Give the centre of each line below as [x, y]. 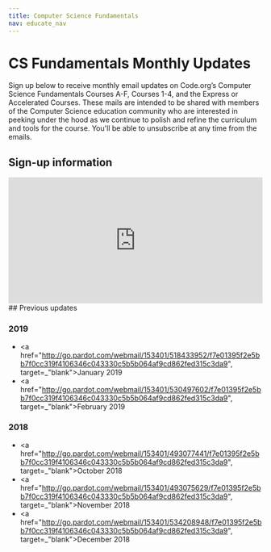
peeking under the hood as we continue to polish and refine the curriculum [133, 120]
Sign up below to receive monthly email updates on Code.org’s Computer [130, 86]
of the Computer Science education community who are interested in [123, 111]
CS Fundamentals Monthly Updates [130, 63]
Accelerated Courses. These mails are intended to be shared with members [134, 102]
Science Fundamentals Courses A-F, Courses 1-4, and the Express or [123, 94]
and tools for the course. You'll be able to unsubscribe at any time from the [133, 128]
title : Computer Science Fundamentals [73, 16]
